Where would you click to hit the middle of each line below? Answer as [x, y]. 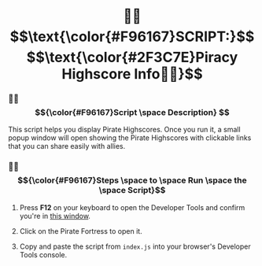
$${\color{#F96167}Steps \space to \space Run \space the [132, 180]
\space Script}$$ [132, 190]
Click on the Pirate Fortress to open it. [81, 231]
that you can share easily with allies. [67, 146]
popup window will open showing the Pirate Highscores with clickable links [130, 138]
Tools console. [43, 254]
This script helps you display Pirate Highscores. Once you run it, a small [125, 130]
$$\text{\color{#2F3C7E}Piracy [132, 57]
